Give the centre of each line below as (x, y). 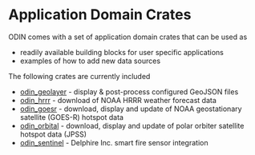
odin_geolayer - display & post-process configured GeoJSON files (129, 91)
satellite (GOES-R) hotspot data (72, 117)
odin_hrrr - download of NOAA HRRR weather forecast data (118, 100)
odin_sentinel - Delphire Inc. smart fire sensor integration (114, 142)
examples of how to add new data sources (90, 61)
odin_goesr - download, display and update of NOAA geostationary (131, 109)
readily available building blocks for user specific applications (122, 52)
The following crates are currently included (79, 76)
